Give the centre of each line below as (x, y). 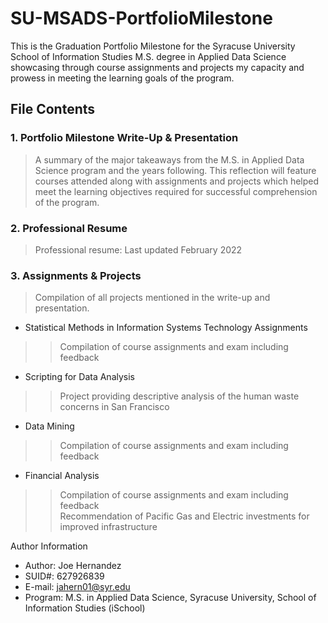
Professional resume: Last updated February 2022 (138, 249)
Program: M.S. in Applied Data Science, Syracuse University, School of (170, 598)
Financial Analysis (62, 476)
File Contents (53, 109)
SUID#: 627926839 (64, 576)
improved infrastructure (108, 527)
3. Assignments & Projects (76, 275)
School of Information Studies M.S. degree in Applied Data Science (148, 56)
